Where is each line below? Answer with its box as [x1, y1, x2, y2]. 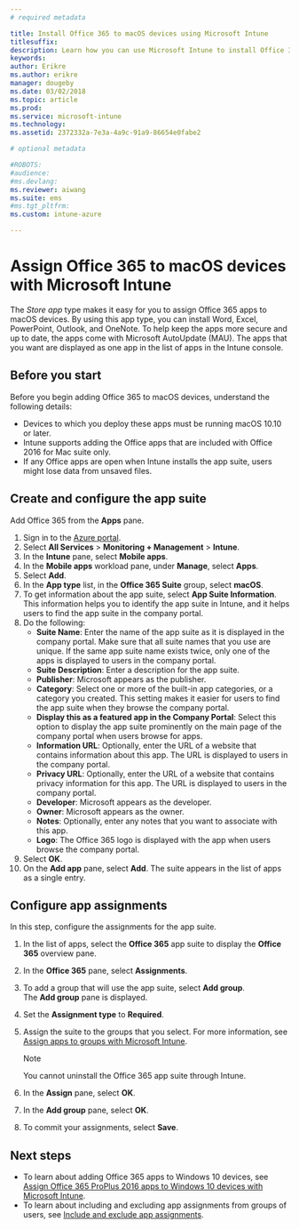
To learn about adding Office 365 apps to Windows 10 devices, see [22, 1171, 269, 1183]
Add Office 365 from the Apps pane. [10, 515, 145, 526]
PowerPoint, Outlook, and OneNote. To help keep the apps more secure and [10, 323, 287, 333]
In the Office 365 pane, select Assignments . [22, 966, 188, 976]
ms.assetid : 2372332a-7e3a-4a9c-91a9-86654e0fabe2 [10, 128, 201, 138]
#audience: [10, 168, 51, 178]
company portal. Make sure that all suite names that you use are [35, 636, 271, 647]
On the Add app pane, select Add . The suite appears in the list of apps [22, 863, 282, 873]
